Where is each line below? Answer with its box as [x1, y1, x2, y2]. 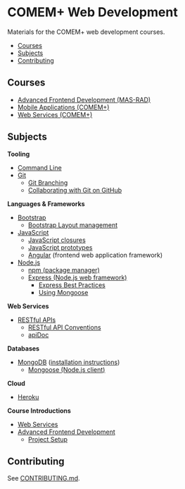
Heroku [17, 392, 39, 401]
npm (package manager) [27, 265, 100, 274]
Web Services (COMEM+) [17, 110, 93, 119]
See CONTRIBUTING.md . [7, 474, 80, 483]
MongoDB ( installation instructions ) [17, 358, 120, 366]
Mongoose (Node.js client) [27, 365, 106, 374]
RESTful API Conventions [27, 322, 101, 332]
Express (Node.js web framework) [27, 273, 127, 282]
